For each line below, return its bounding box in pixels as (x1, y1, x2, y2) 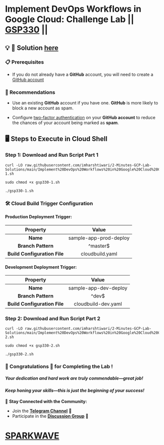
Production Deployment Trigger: (5, 214, 72, 220)
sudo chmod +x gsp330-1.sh (5, 180, 60, 185)
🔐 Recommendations (5, 89, 55, 96)
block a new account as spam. (12, 105, 74, 111)
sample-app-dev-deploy (68, 285, 128, 292)
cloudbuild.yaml (81, 250, 118, 257)
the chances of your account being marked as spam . (12, 120, 119, 126)
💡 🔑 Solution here (5, 43, 59, 52)
